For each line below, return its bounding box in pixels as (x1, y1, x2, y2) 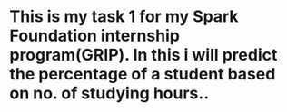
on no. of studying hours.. (9, 83, 210, 104)
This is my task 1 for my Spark (9, 6, 239, 27)
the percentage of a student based (9, 64, 276, 85)
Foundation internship (9, 25, 180, 46)
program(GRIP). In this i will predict (9, 45, 278, 65)
